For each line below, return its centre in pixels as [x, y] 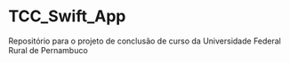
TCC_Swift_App [67, 16]
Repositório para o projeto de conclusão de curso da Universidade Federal [145, 41]
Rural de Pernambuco [48, 50]
